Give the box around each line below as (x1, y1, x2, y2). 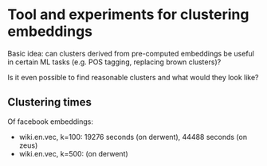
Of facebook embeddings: (7, 117, 93, 126)
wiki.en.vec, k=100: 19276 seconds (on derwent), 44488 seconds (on (18, 132, 248, 141)
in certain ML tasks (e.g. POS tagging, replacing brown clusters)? (7, 57, 222, 67)
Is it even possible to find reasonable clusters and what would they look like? (7, 72, 259, 82)
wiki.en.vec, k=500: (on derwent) (18, 149, 128, 158)
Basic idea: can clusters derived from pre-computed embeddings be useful (7, 48, 254, 58)
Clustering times (7, 95, 92, 109)
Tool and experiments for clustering (7, 6, 249, 24)
